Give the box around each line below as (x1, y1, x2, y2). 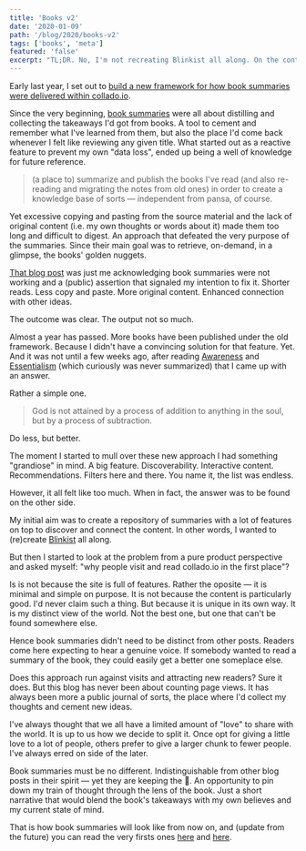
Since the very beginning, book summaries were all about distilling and (9, 108, 275, 118)
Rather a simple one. (9, 388, 87, 399)
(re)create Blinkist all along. (9, 534, 112, 544)
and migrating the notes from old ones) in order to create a (62, 184, 283, 194)
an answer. (9, 370, 51, 380)
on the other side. (9, 497, 76, 508)
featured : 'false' (9, 47, 79, 56)
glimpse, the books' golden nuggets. (9, 249, 148, 260)
